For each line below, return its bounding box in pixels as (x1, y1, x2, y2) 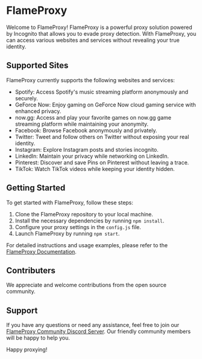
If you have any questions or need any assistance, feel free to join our (6, 322, 180, 329)
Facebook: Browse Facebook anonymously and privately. (14, 126, 158, 134)
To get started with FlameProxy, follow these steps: (6, 199, 134, 206)
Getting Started (6, 183, 66, 193)
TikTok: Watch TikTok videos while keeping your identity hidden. (14, 165, 175, 172)
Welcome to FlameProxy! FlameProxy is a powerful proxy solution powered (6, 24, 192, 31)
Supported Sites (6, 60, 69, 71)
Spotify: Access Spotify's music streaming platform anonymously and (14, 88, 189, 95)
